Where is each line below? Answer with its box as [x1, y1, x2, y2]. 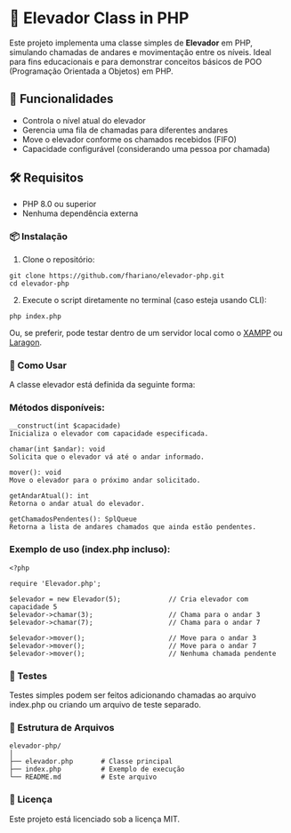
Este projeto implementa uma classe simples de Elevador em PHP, [9, 37, 254, 48]
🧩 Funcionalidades [9, 92, 114, 107]
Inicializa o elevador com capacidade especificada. [9, 429, 209, 438]
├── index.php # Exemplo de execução [9, 765, 185, 774]
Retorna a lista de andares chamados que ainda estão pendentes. [9, 523, 256, 532]
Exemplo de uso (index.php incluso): [9, 543, 171, 556]
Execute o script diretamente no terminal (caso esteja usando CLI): [21, 294, 267, 305]
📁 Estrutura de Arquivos [9, 721, 115, 733]
